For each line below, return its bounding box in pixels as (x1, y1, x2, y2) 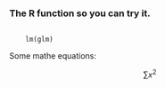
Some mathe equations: (9, 51, 96, 61)
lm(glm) (25, 35, 54, 44)
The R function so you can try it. (9, 7, 151, 20)
